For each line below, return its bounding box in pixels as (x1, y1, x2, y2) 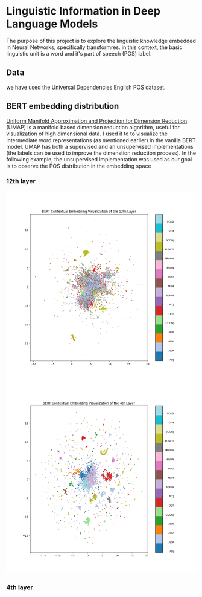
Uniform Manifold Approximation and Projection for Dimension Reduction (6, 117, 188, 125)
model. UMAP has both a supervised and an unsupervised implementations (6, 143, 194, 150)
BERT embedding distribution (6, 101, 119, 111)
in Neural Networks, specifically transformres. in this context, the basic (6, 44, 183, 51)
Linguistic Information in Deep (6, 4, 161, 18)
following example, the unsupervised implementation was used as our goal (6, 155, 192, 163)
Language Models (6, 17, 98, 31)
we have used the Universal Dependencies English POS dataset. (6, 83, 166, 91)
